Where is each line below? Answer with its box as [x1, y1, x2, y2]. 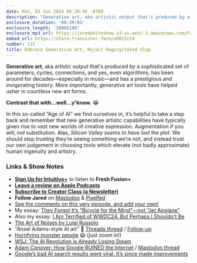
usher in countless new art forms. [6, 87, 87, 94]
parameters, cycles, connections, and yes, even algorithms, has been [6, 69, 174, 76]
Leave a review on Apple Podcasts [14, 182, 101, 189]
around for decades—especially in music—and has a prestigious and [6, 75, 172, 82]
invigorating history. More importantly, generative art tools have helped [6, 81, 178, 88]
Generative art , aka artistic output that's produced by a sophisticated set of [6, 63, 189, 70]
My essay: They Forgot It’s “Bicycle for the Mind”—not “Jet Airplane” [14, 207, 180, 214]
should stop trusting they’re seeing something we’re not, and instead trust [6, 135, 185, 142]
